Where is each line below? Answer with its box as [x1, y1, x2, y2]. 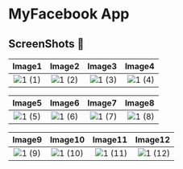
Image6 [49, 97, 80, 109]
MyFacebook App [8, 5, 130, 23]
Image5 [12, 97, 43, 109]
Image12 [135, 134, 171, 145]
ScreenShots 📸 [8, 37, 85, 51]
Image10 [49, 134, 85, 145]
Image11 [92, 134, 127, 145]
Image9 [12, 134, 43, 145]
